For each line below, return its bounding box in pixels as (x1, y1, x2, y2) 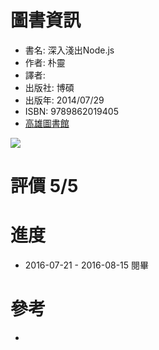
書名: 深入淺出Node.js (24, 44, 115, 56)
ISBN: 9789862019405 (24, 105, 119, 117)
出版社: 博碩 (24, 81, 75, 93)
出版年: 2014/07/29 (24, 94, 105, 106)
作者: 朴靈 (24, 56, 66, 68)
